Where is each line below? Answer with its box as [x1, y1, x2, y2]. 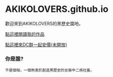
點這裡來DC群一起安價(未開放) [5, 41, 67, 48]
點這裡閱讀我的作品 [5, 31, 45, 37]
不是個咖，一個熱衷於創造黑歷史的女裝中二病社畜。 [5, 68, 95, 73]
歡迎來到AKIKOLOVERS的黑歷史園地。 [5, 20, 84, 26]
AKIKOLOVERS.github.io [5, 3, 109, 15]
